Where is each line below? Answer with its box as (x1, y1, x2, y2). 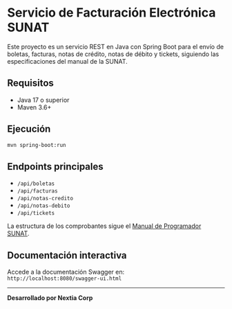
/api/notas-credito (17, 195, 74, 202)
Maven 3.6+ (17, 103, 52, 112)
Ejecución (7, 123, 51, 135)
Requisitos (7, 78, 54, 89)
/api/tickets (17, 210, 55, 217)
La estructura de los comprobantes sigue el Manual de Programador (7, 222, 202, 230)
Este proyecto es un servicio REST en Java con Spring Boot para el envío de (7, 42, 224, 51)
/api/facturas (17, 188, 58, 195)
